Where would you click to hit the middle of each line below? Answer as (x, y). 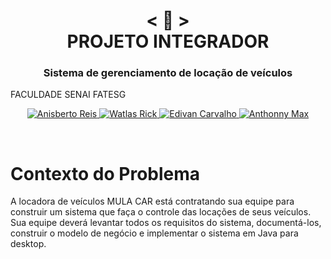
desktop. (28, 244)
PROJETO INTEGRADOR (168, 41)
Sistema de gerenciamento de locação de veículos (168, 73)
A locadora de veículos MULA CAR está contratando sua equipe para (152, 201)
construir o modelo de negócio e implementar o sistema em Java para (154, 233)
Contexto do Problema (105, 173)
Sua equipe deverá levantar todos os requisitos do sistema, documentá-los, (166, 223)
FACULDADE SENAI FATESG (68, 95)
